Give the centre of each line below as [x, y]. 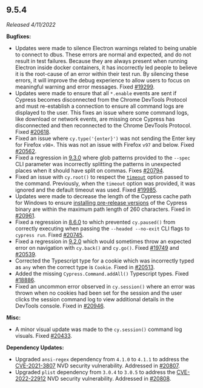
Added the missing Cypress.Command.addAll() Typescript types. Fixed [102, 273]
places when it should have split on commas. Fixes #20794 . [90, 170]
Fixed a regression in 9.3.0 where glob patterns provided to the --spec [103, 158]
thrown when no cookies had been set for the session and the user [98, 293]
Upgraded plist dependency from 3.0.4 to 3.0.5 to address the [95, 372]
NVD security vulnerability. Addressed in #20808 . [109, 378]
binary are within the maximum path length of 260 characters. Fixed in [103, 209]
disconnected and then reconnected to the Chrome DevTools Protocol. [103, 125]
